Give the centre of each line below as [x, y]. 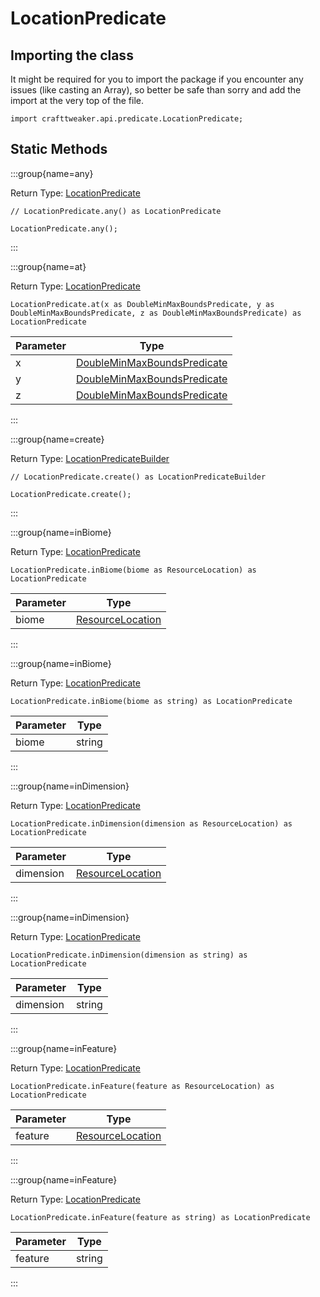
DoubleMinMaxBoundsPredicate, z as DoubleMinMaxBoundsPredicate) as [156, 313]
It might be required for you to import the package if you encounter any [157, 79]
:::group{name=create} [57, 439]
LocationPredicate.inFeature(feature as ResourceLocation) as [142, 1086]
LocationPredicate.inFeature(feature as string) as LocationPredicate [160, 1217]
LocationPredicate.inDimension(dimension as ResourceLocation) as [151, 823]
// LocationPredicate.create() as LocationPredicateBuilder [138, 477]
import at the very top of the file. [77, 100]
